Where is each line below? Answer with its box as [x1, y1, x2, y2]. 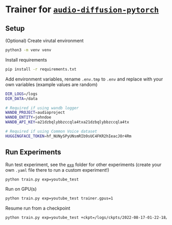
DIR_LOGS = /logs [5, 91, 38, 96]
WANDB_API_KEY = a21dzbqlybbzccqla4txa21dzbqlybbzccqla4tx [5, 119, 130, 125]
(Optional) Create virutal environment [5, 37, 84, 44]
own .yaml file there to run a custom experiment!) [5, 167, 110, 173]
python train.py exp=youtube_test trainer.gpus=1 [5, 196, 114, 201]
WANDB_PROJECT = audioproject [5, 110, 66, 115]
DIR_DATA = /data [5, 96, 38, 101]
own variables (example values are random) [5, 81, 98, 88]
